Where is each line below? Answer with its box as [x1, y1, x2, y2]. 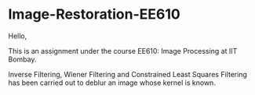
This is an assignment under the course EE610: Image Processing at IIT [8, 46, 238, 55]
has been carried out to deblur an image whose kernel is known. [8, 78, 216, 87]
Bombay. [8, 55, 37, 64]
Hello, [8, 31, 27, 40]
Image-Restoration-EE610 [8, 5, 180, 23]
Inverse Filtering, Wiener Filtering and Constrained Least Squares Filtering [8, 69, 247, 79]
